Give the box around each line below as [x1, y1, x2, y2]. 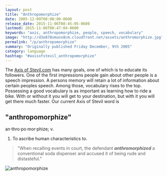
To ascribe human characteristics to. [12, 136, 87, 142]
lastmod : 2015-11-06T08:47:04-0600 [5, 26, 79, 31]
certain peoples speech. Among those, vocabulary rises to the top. [5, 83, 142, 89]
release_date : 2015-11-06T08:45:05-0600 [5, 21, 90, 26]
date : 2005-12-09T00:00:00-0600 [5, 16, 72, 21]
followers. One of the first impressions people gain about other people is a [5, 72, 158, 78]
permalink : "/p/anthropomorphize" [5, 40, 77, 45]
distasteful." [17, 156, 42, 162]
